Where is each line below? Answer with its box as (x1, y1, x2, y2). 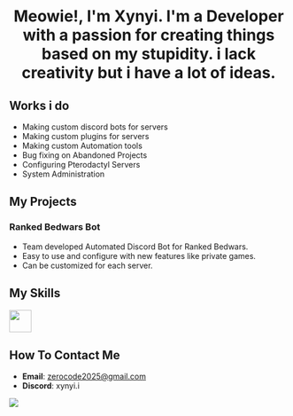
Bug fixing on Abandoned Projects (21, 150, 148, 161)
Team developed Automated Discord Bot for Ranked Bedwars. (21, 241, 249, 252)
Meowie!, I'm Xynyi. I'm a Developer (12, 6, 285, 27)
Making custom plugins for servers (21, 131, 150, 141)
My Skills (9, 286, 61, 301)
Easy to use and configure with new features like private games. (21, 250, 257, 261)
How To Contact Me (9, 348, 120, 363)
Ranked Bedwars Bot (9, 221, 101, 233)
